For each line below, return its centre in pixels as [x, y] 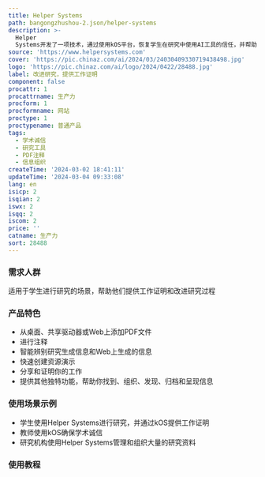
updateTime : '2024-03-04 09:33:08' [67, 177]
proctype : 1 [28, 118]
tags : [17, 133]
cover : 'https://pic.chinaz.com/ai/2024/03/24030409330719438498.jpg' [127, 60]
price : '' [24, 229]
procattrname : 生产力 [42, 96]
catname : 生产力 [33, 236]
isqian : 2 [24, 199]
